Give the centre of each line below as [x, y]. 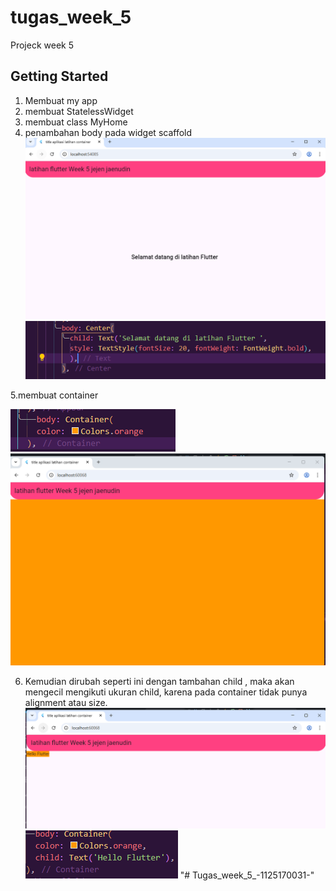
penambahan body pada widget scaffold [108, 132]
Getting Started [59, 76]
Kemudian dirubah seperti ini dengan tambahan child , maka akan [159, 682]
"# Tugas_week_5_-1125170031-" [247, 875]
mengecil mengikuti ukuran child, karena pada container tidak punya [166, 692]
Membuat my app [61, 100]
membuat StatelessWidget [79, 111]
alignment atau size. [66, 703]
